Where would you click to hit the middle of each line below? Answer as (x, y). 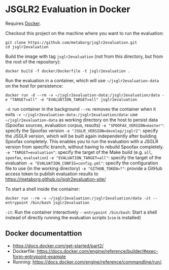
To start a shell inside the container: (43, 189)
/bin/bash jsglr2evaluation (60, 203)
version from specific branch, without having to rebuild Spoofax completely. (84, 147)
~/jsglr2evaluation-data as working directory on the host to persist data (82, 120)
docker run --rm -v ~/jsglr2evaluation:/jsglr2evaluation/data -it (78, 198)
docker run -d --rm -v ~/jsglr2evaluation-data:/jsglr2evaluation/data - (85, 95)
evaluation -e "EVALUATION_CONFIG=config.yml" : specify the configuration (82, 163)
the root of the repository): (33, 61)
